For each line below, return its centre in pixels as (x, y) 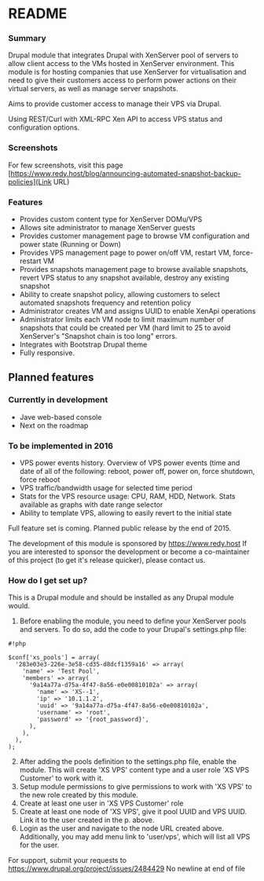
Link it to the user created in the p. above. (87, 820)
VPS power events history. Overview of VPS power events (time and (130, 463)
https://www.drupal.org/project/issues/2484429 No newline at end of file (127, 868)
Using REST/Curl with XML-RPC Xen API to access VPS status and (115, 119)
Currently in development (58, 400)
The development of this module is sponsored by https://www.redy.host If (128, 544)
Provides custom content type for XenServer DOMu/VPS (111, 219)
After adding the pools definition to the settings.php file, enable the (128, 762)
